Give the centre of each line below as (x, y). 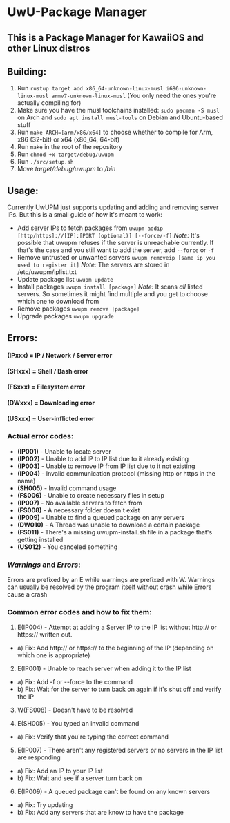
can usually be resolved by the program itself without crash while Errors (109, 587)
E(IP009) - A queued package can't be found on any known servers (114, 792)
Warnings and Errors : (44, 565)
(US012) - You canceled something (67, 547)
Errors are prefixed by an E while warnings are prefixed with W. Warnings (111, 580)
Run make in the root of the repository (70, 147)
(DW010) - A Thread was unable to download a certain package (108, 525)
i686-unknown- (186, 89)
